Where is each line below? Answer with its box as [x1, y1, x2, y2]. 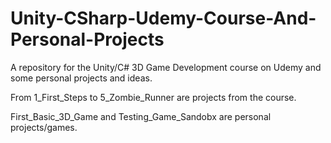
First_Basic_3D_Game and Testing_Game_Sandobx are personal [10, 110, 272, 122]
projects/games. [10, 121, 78, 133]
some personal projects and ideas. [10, 72, 153, 84]
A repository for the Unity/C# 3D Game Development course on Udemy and [10, 61, 322, 73]
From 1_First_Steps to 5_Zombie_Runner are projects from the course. [10, 91, 297, 103]
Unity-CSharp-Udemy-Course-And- [10, 7, 317, 30]
